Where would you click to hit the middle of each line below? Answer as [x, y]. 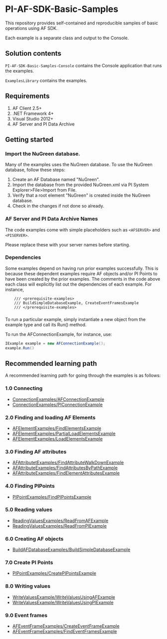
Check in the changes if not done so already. [58, 206]
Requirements [27, 96]
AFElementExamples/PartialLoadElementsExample [64, 433]
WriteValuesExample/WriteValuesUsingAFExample [64, 597]
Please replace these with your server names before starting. [68, 244]
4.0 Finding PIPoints [30, 486]
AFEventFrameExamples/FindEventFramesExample [65, 631]
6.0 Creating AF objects [34, 538]
